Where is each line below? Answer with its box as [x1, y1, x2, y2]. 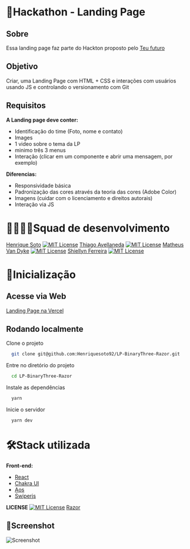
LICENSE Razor [6, 504, 81, 511]
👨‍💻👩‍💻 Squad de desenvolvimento [6, 221, 170, 235]
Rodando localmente [6, 324, 84, 334]
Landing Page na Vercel [6, 307, 64, 314]
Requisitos [6, 100, 46, 111]
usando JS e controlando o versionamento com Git [6, 83, 129, 90]
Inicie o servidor [6, 406, 45, 413]
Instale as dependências [6, 384, 65, 391]
